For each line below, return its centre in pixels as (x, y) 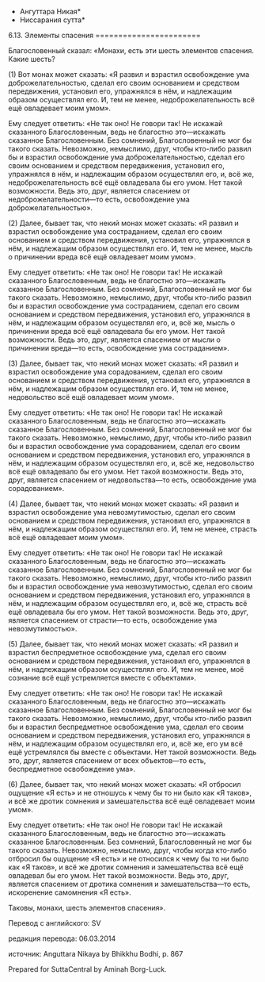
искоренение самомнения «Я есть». (70, 892)
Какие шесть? (32, 59)
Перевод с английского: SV (55, 923)
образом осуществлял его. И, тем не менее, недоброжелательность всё (132, 100)
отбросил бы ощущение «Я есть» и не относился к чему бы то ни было (129, 859)
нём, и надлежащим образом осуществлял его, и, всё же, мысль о (122, 323)
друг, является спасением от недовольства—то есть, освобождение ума (132, 480)
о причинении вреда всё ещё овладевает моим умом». (102, 257)
